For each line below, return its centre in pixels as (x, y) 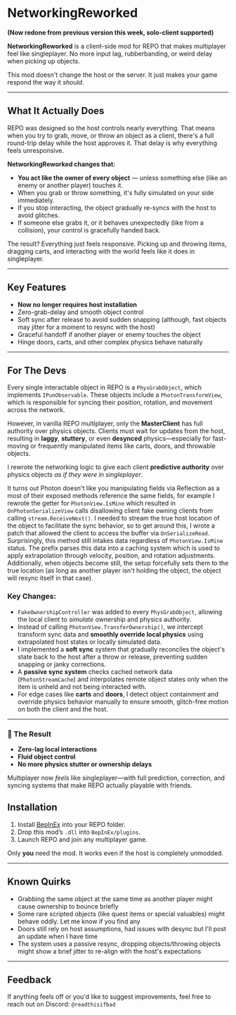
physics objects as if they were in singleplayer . (75, 475)
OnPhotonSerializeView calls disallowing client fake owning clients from (110, 511)
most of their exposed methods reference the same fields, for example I (111, 496)
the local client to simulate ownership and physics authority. (104, 619)
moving (18, 446)
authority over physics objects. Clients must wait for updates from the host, (116, 431)
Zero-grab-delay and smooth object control (80, 312)
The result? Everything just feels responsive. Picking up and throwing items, (117, 244)
